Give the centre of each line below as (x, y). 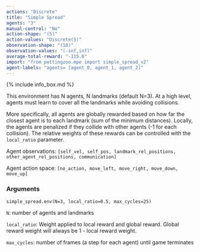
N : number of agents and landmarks (50, 212)
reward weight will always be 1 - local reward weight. (71, 230)
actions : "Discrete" (32, 12)
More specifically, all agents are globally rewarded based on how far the (95, 114)
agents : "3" (21, 23)
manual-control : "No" (33, 28)
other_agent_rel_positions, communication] (62, 157)
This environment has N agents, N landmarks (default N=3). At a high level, (99, 96)
